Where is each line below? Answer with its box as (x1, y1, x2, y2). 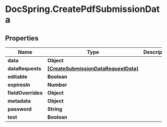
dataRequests (7, 65, 41, 72)
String (47, 106, 63, 113)
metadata (7, 98, 31, 104)
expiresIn (7, 81, 30, 88)
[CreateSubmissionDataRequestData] (47, 65, 139, 72)
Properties (5, 34, 39, 42)
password (7, 106, 32, 113)
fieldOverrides (7, 90, 43, 96)
